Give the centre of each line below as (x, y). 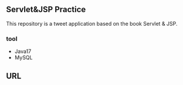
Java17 (23, 51)
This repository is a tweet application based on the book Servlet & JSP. (92, 23)
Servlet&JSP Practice (46, 10)
